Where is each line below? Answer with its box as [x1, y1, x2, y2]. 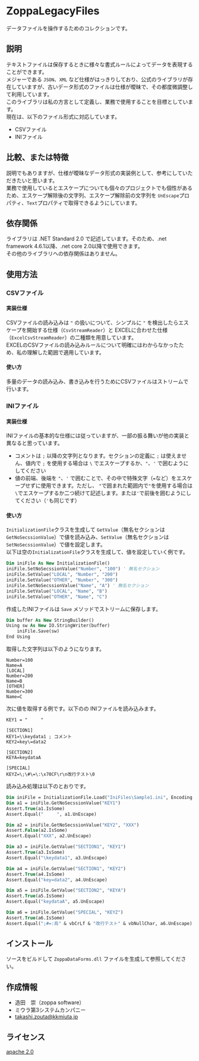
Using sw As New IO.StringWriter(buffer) [6, 622, 110, 629]
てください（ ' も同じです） [14, 497, 80, 504]
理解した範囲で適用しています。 [26, 348, 105, 356]
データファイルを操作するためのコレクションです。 [6, 24, 131, 32]
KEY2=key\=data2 [6, 739, 46, 745]
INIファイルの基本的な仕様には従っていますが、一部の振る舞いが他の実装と [6, 432, 190, 439]
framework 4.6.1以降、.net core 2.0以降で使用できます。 [6, 243, 144, 250]
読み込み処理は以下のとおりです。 [6, 783, 89, 790]
